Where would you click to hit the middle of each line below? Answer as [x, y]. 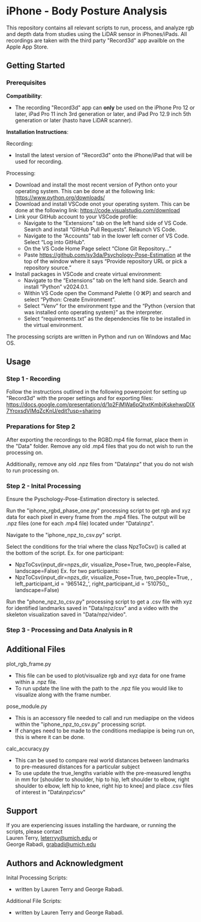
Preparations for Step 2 [41, 427]
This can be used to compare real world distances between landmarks [102, 760]
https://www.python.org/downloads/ [60, 197]
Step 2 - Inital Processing [43, 486]
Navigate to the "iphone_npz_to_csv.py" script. [64, 534]
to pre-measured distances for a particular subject [77, 767]
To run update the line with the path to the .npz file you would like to [99, 688]
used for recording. [39, 161]
